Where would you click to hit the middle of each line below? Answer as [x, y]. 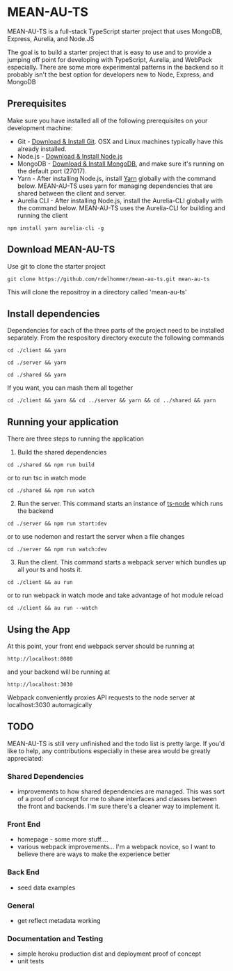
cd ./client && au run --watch [53, 608]
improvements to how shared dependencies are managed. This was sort [121, 791]
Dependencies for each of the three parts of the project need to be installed [116, 331]
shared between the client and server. [72, 193]
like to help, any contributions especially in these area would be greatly [109, 751]
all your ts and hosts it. [50, 570]
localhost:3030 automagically [50, 705]
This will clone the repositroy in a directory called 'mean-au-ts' [97, 292]
